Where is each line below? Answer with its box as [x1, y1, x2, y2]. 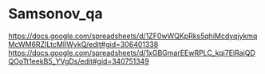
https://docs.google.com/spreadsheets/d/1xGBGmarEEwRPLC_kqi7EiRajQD [8, 48, 255, 57]
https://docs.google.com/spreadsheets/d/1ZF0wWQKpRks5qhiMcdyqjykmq [8, 31, 258, 41]
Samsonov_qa [8, 5, 103, 23]
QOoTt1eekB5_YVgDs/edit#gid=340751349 [8, 56, 149, 66]
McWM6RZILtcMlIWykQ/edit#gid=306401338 [8, 39, 159, 49]
